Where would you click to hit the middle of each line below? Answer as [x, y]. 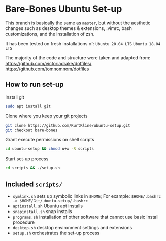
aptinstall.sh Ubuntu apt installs [47, 206]
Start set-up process [27, 159]
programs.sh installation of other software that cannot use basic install [86, 217]
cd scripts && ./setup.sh [32, 168]
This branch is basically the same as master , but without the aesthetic [78, 23]
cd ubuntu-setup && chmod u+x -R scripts [50, 149]
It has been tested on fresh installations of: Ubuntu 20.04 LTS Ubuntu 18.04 [83, 43]
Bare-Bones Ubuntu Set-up [64, 9]
